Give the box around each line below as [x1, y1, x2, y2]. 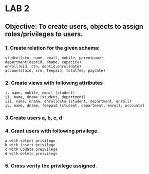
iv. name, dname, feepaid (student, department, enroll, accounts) [5, 103, 145, 108]
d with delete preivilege [5, 151, 57, 156]
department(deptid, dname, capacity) [5, 59, 82, 65]
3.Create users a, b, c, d [5, 115, 62, 122]
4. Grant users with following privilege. [5, 127, 99, 134]
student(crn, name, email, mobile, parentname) [5, 55, 104, 60]
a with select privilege [5, 139, 56, 143]
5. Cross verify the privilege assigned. [5, 162, 97, 169]
